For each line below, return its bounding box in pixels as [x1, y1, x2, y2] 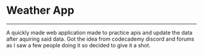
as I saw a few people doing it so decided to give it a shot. [6, 41, 151, 48]
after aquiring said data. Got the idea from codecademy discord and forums [6, 35, 195, 42]
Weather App [6, 4, 74, 17]
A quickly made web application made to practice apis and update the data [6, 29, 193, 36]
